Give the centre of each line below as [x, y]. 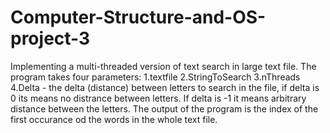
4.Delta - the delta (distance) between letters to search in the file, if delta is [165, 87]
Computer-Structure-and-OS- [138, 17]
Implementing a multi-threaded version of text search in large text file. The [163, 66]
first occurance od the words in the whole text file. [114, 119]
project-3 [50, 38]
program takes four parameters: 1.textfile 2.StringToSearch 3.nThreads [155, 77]
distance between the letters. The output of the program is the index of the [164, 108]
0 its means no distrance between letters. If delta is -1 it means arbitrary [158, 98]
